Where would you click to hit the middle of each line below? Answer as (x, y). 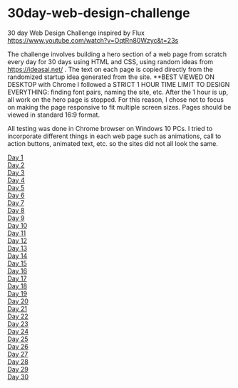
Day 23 (18, 324)
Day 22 (18, 316)
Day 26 (18, 346)
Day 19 (17, 293)
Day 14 (17, 256)
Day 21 (17, 308)
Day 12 (17, 241)
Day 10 (17, 225)
